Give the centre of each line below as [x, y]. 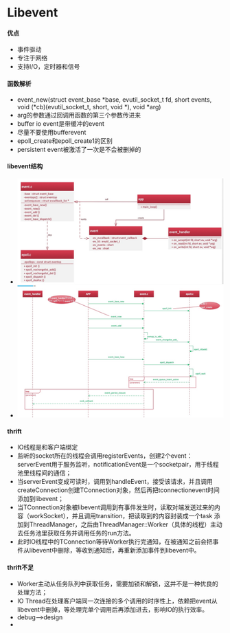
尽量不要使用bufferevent [51, 132]
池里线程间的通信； [44, 473]
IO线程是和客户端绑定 [47, 447]
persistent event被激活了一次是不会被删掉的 [79, 149]
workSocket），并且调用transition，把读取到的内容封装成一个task [121, 516]
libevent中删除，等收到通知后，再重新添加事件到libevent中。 [115, 551]
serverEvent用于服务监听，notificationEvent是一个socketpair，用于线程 [118, 465]
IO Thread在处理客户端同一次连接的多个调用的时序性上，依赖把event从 [117, 601]
